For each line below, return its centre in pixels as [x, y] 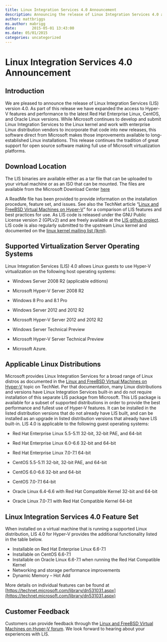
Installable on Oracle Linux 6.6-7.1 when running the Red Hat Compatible [86, 560]
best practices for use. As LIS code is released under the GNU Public [76, 214]
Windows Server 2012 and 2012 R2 [48, 310]
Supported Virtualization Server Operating [73, 246]
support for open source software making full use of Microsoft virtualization [83, 146]
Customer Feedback [37, 611]
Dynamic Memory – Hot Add [41, 576]
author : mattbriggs [25, 19]
